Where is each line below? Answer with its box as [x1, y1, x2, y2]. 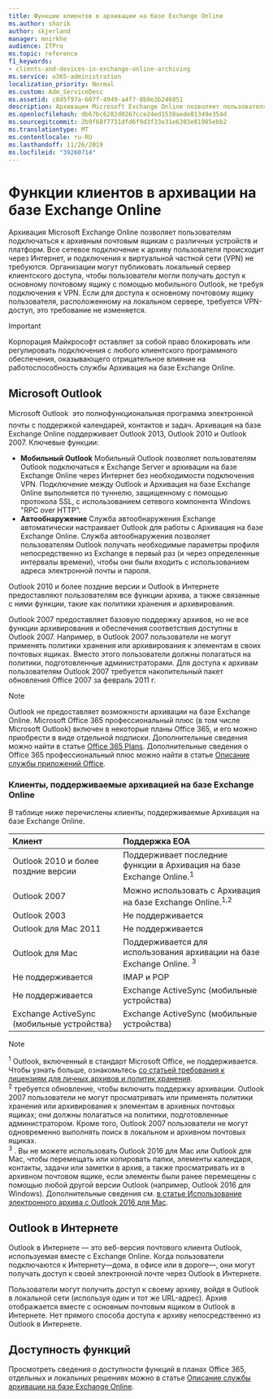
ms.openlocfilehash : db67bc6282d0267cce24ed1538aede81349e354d [8, 111, 227, 119]
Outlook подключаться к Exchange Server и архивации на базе [19, 462, 238, 472]
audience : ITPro [8, 42, 63, 50]
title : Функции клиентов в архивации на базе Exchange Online [8, 11, 223, 20]
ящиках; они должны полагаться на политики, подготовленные [8, 1109, 229, 1120]
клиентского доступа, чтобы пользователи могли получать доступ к [8, 270, 246, 281]
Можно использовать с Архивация [123, 884, 261, 896]
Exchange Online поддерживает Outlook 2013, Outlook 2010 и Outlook [8, 429, 247, 439]
